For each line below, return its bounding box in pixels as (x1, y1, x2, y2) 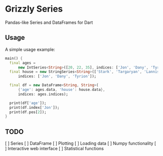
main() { (5, 56, 23, 61)
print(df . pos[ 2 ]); (9, 109, 47, 115)
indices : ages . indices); (17, 91, 68, 97)
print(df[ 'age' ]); (9, 101, 47, 105)
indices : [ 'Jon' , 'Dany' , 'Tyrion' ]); (17, 74, 97, 79)
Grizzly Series (5, 3, 63, 15)
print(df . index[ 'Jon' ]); (9, 105, 60, 110)
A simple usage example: (5, 46, 55, 52)
